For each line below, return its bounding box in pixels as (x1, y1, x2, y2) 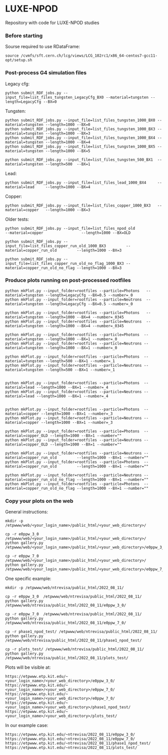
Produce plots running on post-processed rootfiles (5, 277, 131, 284)
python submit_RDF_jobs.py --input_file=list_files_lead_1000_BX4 (5, 180, 146, 185)
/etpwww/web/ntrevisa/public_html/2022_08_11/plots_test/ (5, 656, 128, 661)
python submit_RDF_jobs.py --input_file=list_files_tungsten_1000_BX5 (5, 144, 155, 149)
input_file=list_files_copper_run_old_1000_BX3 (5, 243, 106, 248)
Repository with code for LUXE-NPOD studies (5, 20, 99, 26)
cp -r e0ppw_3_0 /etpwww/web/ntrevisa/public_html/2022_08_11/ (5, 594, 142, 599)
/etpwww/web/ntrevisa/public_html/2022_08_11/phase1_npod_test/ (5, 638, 142, 643)
